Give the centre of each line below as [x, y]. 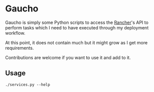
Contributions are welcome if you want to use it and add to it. [68, 57]
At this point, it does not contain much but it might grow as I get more [76, 42]
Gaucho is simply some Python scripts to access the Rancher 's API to [77, 22]
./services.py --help [28, 85]
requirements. [19, 48]
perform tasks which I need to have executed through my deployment [77, 27]
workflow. [15, 33]
